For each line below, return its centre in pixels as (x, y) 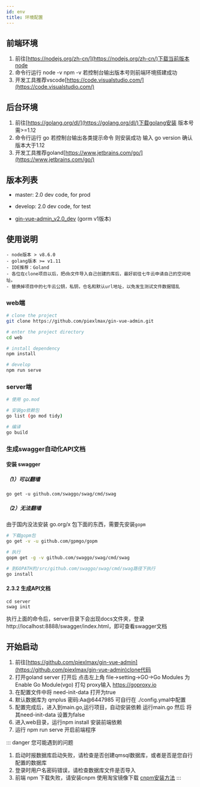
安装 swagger (23, 464)
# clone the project (32, 316)
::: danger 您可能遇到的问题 (40, 743)
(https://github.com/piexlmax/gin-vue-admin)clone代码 (83, 670)
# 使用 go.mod (23, 399)
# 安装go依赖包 (23, 411)
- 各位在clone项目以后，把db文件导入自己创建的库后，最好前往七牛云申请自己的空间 (96, 274)
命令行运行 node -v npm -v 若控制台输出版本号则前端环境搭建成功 (96, 73)
